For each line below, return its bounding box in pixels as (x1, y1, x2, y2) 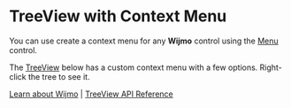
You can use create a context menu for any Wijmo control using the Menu (9, 35, 279, 46)
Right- (259, 62, 283, 73)
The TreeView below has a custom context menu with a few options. (9, 62, 258, 73)
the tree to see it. (27, 71, 90, 81)
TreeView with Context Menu (9, 6, 227, 27)
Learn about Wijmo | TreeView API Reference (9, 89, 174, 99)
